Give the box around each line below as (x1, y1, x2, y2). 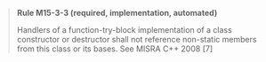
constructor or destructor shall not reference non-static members (16, 35, 257, 44)
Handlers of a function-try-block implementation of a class (16, 25, 232, 35)
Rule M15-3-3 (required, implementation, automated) (16, 8, 218, 18)
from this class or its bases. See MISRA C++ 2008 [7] (16, 43, 214, 54)
